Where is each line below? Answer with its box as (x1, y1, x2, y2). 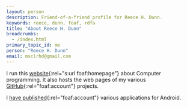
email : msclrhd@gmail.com (6, 53, 71, 59)
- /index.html (11, 36, 47, 42)
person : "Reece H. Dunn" (6, 48, 69, 54)
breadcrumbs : (6, 31, 39, 37)
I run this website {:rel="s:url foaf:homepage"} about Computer (6, 69, 161, 77)
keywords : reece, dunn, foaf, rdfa (6, 20, 96, 26)
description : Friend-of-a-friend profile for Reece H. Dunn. (6, 14, 163, 20)
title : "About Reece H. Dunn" (6, 25, 82, 32)
